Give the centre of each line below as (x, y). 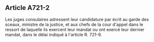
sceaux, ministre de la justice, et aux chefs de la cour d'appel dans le (74, 24)
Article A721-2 (27, 8)
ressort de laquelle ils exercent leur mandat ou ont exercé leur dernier (75, 29)
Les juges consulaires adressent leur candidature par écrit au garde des (77, 19)
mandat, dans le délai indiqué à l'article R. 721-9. (53, 34)
